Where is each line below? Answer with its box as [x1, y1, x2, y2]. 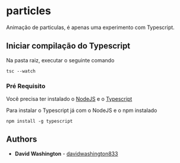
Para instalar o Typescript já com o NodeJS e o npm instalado [6, 107, 157, 114]
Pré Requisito [6, 82, 46, 90]
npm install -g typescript [6, 119, 73, 124]
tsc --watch [6, 68, 36, 74]
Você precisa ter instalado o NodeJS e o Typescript [6, 95, 132, 103]
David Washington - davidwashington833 [14, 150, 118, 157]
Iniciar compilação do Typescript [6, 41, 131, 51]
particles [6, 4, 52, 18]
